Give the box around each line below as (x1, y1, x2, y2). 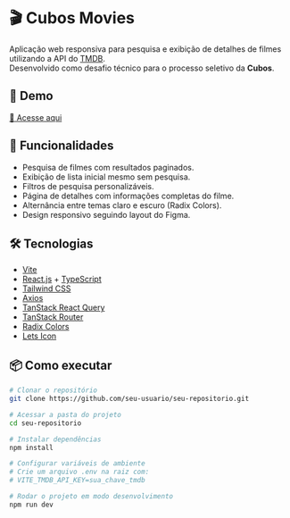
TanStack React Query (21, 302, 105, 313)
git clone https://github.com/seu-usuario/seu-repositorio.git (9, 395, 250, 404)
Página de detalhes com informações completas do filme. (21, 190, 235, 201)
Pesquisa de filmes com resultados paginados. (21, 162, 195, 172)
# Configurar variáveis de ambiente (9, 459, 145, 468)
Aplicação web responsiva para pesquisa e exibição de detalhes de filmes (9, 43, 282, 54)
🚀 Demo (9, 88, 54, 104)
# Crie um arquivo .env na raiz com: (9, 467, 150, 477)
